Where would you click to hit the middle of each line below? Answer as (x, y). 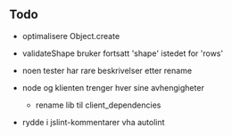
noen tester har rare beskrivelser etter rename (107, 70)
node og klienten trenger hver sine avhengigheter (113, 87)
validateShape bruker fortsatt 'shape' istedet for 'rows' (123, 53)
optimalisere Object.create (71, 36)
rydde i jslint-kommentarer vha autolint (93, 122)
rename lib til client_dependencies (98, 105)
